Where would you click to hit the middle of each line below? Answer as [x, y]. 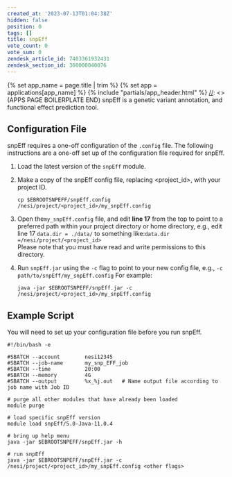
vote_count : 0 [28, 46]
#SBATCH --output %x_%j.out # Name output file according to [113, 382]
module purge [26, 406]
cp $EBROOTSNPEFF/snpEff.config [64, 200]
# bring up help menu [38, 436]
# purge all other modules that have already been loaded [92, 400]
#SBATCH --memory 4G [49, 376]
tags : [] [20, 33]
